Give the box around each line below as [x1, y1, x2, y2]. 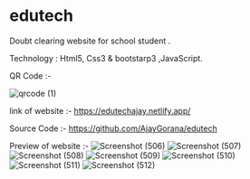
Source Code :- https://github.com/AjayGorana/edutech [9, 123, 217, 134]
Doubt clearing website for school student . [9, 35, 171, 46]
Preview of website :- [9, 140, 89, 151]
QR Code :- [9, 70, 52, 81]
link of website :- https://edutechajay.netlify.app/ [9, 105, 191, 116]
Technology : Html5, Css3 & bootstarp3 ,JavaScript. [9, 52, 204, 63]
